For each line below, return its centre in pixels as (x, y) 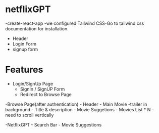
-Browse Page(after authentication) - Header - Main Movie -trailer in (76, 104)
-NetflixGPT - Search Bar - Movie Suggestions (54, 124)
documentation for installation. (37, 28)
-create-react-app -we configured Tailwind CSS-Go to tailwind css (75, 23)
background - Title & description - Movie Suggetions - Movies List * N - (79, 109)
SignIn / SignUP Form (42, 89)
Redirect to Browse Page (46, 94)
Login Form (24, 43)
